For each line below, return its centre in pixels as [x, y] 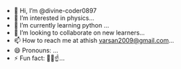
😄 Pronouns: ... [36, 50]
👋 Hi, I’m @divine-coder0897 [55, 11]
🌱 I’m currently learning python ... [61, 25]
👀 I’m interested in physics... [54, 18]
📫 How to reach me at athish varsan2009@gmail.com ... [94, 40]
